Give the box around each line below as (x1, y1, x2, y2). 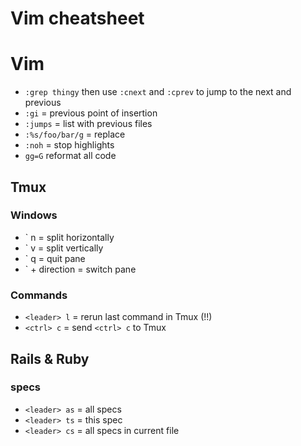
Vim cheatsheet (10, 7, 145, 30)
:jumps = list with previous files (24, 118, 153, 130)
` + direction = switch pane (24, 263, 137, 275)
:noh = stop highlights (24, 139, 115, 151)
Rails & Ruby (10, 350, 90, 367)
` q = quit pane (24, 252, 86, 264)
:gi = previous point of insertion (24, 107, 158, 119)
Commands (10, 288, 68, 302)
